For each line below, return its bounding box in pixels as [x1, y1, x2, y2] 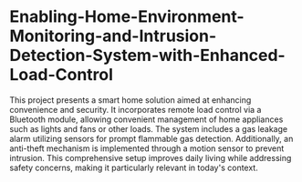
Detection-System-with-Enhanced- [9, 45, 286, 66]
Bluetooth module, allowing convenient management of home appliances [9, 114, 284, 125]
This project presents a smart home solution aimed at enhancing [9, 94, 252, 106]
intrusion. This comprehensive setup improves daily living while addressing [9, 152, 292, 163]
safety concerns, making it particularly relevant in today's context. [9, 162, 258, 173]
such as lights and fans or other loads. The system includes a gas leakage [9, 123, 288, 134]
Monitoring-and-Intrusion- [9, 25, 217, 46]
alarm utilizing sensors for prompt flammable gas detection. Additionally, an [9, 133, 294, 144]
